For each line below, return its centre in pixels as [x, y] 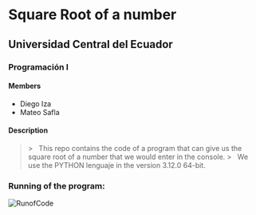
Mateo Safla [39, 112]
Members [25, 86]
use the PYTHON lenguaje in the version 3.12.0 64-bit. [116, 165]
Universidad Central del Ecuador [91, 44]
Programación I [39, 67]
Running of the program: [57, 185]
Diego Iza [35, 104]
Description [28, 130]
